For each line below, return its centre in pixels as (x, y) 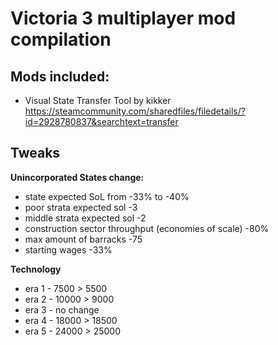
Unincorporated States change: (77, 177)
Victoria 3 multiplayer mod (123, 18)
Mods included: (60, 76)
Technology (36, 269)
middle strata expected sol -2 (85, 218)
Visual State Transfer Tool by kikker (98, 100)
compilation (61, 39)
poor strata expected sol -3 (81, 207)
